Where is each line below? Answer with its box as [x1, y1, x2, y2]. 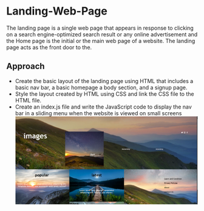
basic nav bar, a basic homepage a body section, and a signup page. [15, 84, 188, 91]
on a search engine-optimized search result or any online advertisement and [6, 30, 198, 38]
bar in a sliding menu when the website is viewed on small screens [15, 109, 182, 116]
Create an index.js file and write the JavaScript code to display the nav [15, 103, 192, 110]
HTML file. [15, 96, 41, 104]
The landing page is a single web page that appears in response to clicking [6, 24, 194, 32]
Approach [6, 61, 45, 72]
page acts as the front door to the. [6, 44, 92, 51]
